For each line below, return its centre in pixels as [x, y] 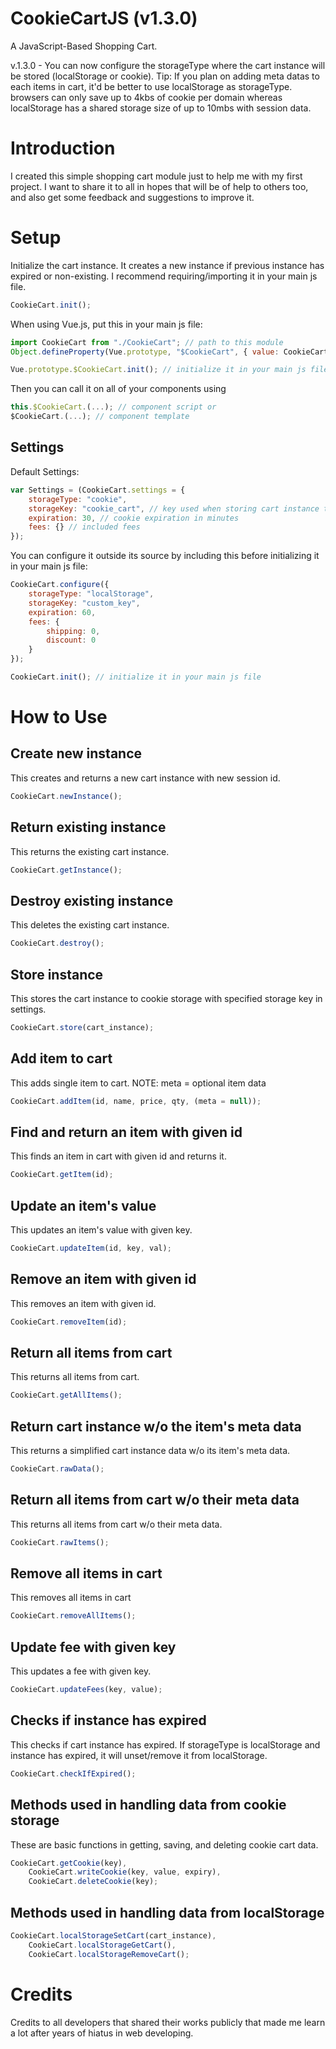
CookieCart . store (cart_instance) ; [82, 1027]
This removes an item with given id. [83, 1303]
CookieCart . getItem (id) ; [62, 1175]
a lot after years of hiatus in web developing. [102, 2033]
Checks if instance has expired [108, 1720]
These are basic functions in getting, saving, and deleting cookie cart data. [164, 1844]
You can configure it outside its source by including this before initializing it [165, 556]
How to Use [59, 717]
